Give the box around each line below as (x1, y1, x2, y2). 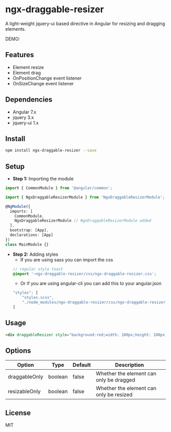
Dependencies (5, 95, 52, 104)
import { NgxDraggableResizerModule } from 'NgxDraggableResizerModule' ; (5, 195, 165, 200)
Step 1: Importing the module (12, 176, 74, 182)
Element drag (12, 69, 41, 76)
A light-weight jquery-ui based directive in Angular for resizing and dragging (5, 20, 165, 27)
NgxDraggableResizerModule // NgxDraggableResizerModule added (14, 218, 152, 223)
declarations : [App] (10, 232, 53, 238)
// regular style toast (12, 267, 64, 272)
